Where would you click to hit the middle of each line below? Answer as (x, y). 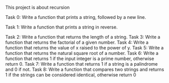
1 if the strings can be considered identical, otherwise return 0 (71, 75)
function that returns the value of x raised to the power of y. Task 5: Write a (84, 48)
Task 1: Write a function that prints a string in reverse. (61, 27)
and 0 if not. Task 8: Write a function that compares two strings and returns (85, 69)
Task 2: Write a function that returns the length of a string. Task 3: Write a (83, 37)
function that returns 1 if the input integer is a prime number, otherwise (80, 59)
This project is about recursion (38, 7)
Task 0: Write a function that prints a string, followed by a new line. (76, 17)
